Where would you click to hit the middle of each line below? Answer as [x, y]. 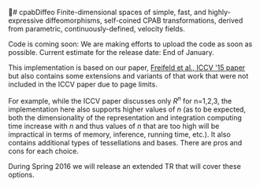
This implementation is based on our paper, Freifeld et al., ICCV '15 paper [127, 68]
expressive [26, 20]
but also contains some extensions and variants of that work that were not [128, 76]
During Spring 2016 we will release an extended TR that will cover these [125, 166]
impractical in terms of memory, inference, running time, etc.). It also [119, 134]
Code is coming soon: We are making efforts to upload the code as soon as [130, 44]
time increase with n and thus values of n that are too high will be [114, 126]
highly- [219, 12]
